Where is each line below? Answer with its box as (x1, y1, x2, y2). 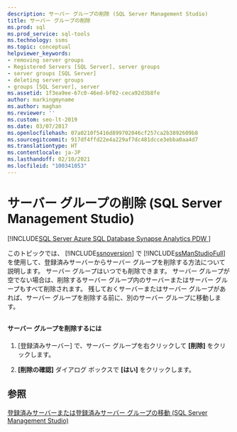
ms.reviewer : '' (7, 109, 55, 117)
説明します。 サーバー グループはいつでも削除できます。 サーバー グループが (7, 266, 230, 275)
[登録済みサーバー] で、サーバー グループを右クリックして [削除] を (17, 341, 214, 350)
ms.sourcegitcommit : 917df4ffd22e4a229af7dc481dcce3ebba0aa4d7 (7, 136, 199, 143)
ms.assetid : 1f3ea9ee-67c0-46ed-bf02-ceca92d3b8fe (7, 90, 160, 97)
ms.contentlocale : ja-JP (7, 149, 81, 156)
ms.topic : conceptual (7, 43, 72, 50)
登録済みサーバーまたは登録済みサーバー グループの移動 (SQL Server (7, 408, 208, 416)
